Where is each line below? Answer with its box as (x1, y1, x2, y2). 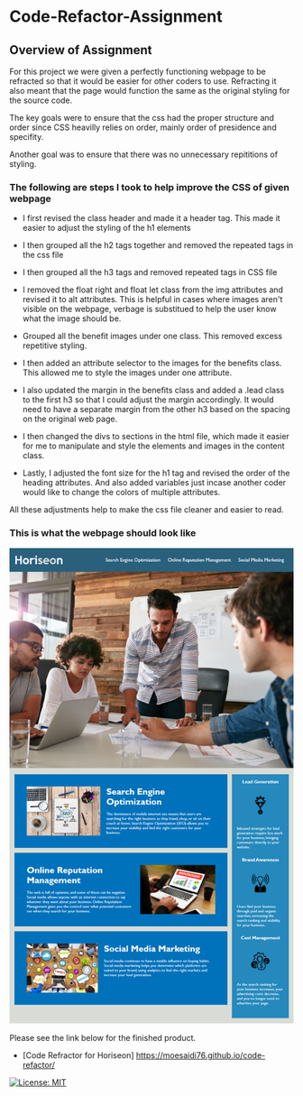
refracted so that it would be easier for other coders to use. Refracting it (9, 76, 277, 87)
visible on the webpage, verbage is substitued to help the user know (22, 304, 277, 315)
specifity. (9, 132, 44, 142)
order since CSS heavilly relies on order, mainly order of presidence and (9, 122, 277, 133)
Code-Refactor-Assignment (9, 6, 223, 27)
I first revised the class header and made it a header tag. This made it (22, 213, 281, 224)
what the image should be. (22, 313, 122, 324)
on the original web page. (22, 413, 118, 425)
